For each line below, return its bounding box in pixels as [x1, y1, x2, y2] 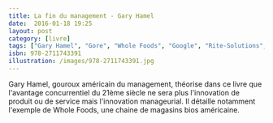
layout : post [8, 27, 53, 35]
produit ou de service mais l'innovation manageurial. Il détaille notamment [8, 96, 256, 106]
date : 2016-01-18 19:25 [8, 19, 93, 28]
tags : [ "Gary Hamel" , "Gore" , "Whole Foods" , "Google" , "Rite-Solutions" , [8, 42, 267, 50]
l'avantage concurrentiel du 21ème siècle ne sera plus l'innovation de [8, 87, 240, 97]
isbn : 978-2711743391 [8, 49, 82, 57]
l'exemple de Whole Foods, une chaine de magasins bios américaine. [8, 104, 240, 114]
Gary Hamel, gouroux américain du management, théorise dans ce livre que [8, 78, 262, 89]
